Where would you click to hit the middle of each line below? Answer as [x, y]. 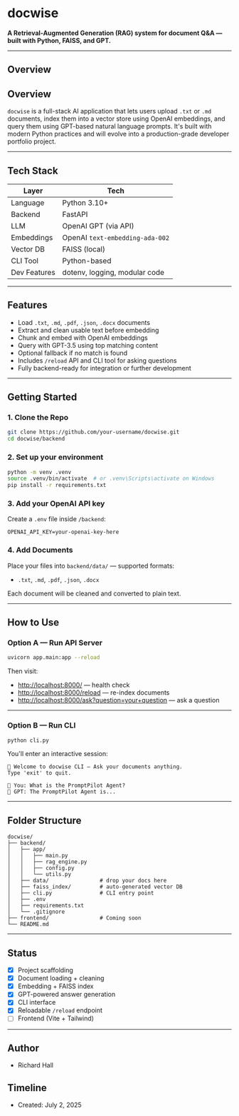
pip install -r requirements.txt [57, 486]
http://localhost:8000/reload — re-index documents [94, 693]
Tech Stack [33, 170]
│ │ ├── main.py [38, 856]
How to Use [33, 623]
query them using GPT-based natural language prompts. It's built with [110, 126]
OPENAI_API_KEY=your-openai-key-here [63, 532]
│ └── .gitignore [36, 912]
